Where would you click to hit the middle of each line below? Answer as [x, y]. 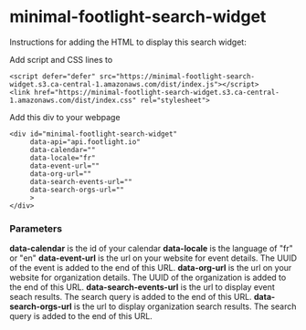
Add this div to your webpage [65, 117]
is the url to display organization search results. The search [185, 306]
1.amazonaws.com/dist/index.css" [73, 100]
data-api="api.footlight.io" [85, 142]
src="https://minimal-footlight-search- [177, 76]
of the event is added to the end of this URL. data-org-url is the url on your [151, 268]
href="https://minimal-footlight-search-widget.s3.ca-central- [157, 92]
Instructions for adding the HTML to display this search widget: [128, 42]
